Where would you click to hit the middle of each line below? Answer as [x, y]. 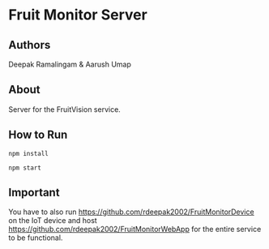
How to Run [38, 135]
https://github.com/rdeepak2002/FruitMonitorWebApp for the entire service [135, 230]
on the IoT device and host [53, 221]
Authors [30, 45]
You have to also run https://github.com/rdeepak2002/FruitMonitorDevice [131, 212]
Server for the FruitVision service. [65, 109]
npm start [25, 168]
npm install [28, 153]
